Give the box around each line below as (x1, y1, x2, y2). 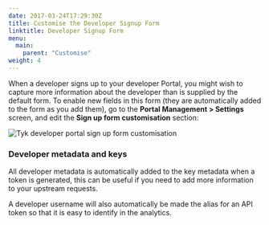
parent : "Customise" (22, 49, 92, 57)
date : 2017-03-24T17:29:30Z (8, 11, 103, 20)
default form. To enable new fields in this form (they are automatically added (8, 96, 262, 105)
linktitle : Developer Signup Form (8, 27, 124, 35)
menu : (8, 34, 26, 43)
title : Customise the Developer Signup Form (8, 19, 160, 27)
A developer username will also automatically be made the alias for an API (8, 199, 253, 209)
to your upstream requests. (8, 184, 98, 194)
